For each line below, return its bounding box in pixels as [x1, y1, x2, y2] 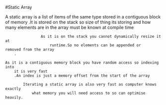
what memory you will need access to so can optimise [31, 91, 146, 96]
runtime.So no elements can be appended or [49, 43, 141, 48]
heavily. [5, 95, 23, 100]
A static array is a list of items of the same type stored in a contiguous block [5, 14, 161, 19]
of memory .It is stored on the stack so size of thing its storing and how [5, 19, 151, 25]
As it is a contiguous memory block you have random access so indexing [5, 60, 159, 65]
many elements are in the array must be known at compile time [5, 24, 134, 30]
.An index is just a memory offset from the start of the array [14, 73, 150, 78]
